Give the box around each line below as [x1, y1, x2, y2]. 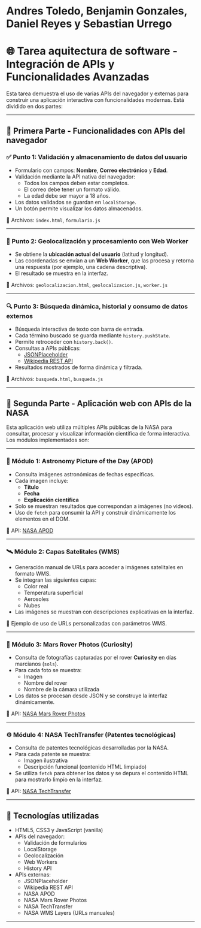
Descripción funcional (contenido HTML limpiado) [23, 763, 147, 770]
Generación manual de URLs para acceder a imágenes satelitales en [14, 563, 184, 570]
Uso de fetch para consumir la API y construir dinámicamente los [14, 509, 176, 516]
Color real [23, 582, 48, 590]
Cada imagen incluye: [14, 477, 69, 484]
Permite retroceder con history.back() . [14, 338, 113, 346]
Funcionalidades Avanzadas [6, 70, 150, 84]
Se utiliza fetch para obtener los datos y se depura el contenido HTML [14, 770, 189, 777]
